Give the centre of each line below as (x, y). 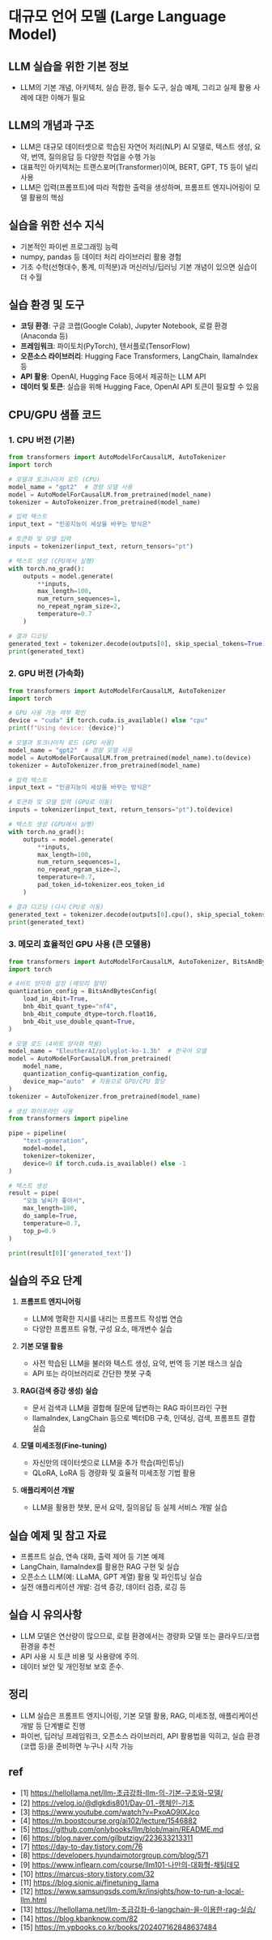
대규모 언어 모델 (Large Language (117, 17)
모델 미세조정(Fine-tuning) (64, 1446)
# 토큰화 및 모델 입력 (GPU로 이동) (61, 802)
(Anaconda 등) (44, 336)
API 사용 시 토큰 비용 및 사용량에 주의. (80, 1656)
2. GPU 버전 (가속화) (47, 673)
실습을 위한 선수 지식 (56, 225)
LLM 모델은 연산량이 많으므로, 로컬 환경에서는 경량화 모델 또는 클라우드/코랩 (140, 1636)
